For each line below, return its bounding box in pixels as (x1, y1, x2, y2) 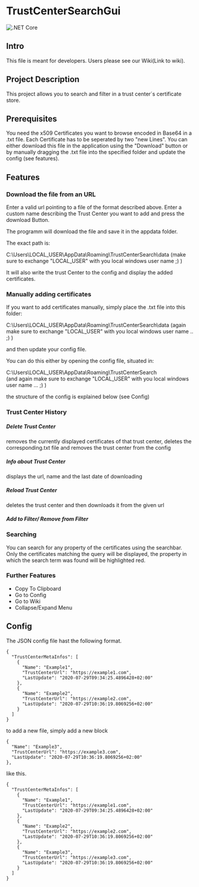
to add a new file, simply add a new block (6, 727, 108, 734)
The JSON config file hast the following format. (6, 637, 122, 644)
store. (6, 97, 21, 104)
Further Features (6, 571, 56, 580)
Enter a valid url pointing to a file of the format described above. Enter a (6, 204, 182, 211)
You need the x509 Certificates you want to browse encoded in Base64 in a (6, 129, 192, 137)
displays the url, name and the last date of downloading (6, 473, 143, 480)
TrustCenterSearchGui (6, 4, 121, 18)
